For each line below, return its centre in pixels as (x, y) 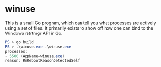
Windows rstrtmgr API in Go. (34, 33)
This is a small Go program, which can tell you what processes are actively (80, 23)
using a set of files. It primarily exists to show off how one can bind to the (79, 28)
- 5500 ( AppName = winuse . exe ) (35, 56)
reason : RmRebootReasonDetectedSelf (42, 61)
